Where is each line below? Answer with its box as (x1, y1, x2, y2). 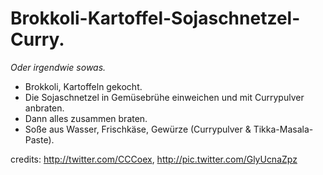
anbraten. (24, 102, 65, 114)
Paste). (24, 133, 55, 146)
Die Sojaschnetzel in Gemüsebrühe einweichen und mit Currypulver (24, 91, 305, 103)
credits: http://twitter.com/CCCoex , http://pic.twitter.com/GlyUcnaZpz (10, 153, 298, 165)
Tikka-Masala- (253, 123, 314, 135)
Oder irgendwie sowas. (10, 61, 107, 73)
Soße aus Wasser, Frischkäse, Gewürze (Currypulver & (24, 123, 252, 135)
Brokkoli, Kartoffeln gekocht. (24, 80, 143, 92)
